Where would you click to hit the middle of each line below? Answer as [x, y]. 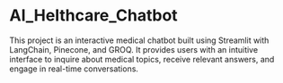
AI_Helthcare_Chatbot [93, 16]
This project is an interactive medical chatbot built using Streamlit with [139, 40]
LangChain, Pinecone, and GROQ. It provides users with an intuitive [134, 49]
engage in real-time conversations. [74, 69]
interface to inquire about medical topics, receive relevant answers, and [142, 59]
